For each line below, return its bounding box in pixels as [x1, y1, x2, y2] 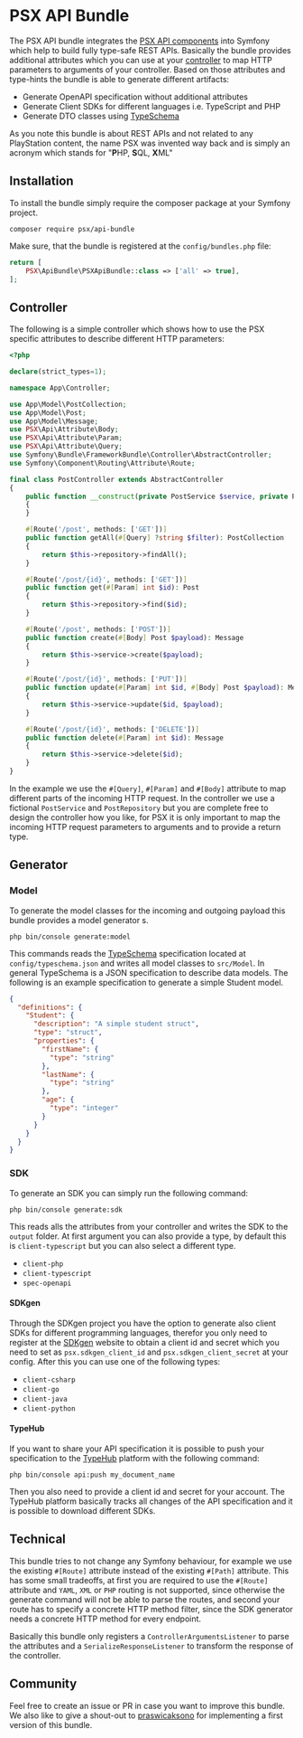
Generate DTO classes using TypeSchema [22, 110, 180, 121]
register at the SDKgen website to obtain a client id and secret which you [9, 1337, 280, 1347]
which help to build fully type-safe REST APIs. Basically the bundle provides [9, 44, 291, 55]
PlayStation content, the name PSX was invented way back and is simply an [9, 137, 290, 148]
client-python [22, 1403, 76, 1413]
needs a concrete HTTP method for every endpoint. [9, 1613, 201, 1624]
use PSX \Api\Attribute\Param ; [9, 433, 124, 443]
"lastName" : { [41, 1070, 95, 1079]
